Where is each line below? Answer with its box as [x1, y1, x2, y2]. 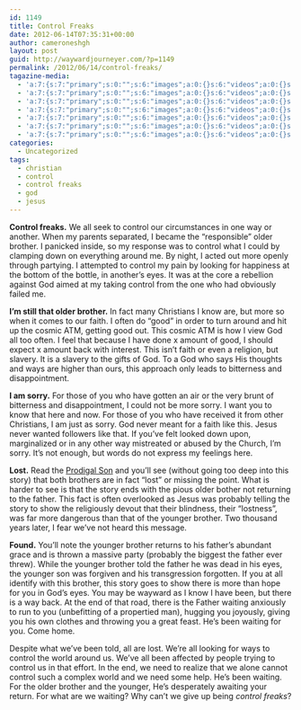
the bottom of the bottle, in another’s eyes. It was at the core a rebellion [9, 269, 274, 280]
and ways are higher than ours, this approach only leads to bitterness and [9, 363, 282, 374]
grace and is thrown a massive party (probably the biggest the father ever [9, 549, 283, 560]
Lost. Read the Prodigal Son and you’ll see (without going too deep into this [9, 465, 289, 475]
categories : [9, 138, 54, 147]
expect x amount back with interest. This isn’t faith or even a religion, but [9, 343, 279, 355]
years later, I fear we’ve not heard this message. [9, 522, 187, 533]
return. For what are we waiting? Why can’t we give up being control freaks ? [9, 690, 292, 701]
